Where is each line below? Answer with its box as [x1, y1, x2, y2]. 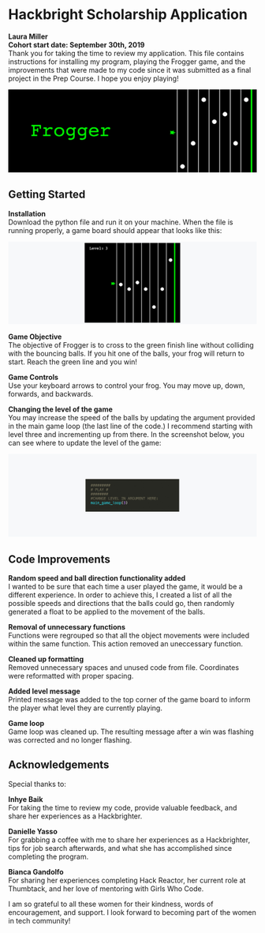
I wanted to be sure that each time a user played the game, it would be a [8, 582, 243, 592]
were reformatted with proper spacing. [8, 672, 134, 681]
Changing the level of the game [8, 404, 113, 414]
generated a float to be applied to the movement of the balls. [8, 607, 205, 617]
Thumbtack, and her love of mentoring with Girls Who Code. [8, 883, 204, 893]
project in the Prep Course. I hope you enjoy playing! [8, 73, 179, 83]
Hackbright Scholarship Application [8, 6, 248, 24]
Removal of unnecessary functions [8, 623, 126, 632]
